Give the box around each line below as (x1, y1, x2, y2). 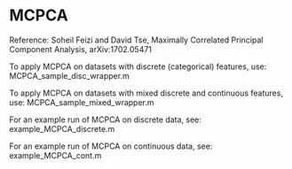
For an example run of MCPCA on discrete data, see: (9, 114, 202, 125)
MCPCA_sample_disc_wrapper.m (9, 70, 130, 81)
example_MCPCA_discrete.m (9, 123, 115, 134)
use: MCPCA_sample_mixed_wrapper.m (9, 96, 154, 107)
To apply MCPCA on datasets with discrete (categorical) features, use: (9, 61, 267, 72)
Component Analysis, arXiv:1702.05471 (9, 43, 153, 54)
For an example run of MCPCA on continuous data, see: (9, 141, 213, 151)
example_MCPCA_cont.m (9, 150, 102, 160)
